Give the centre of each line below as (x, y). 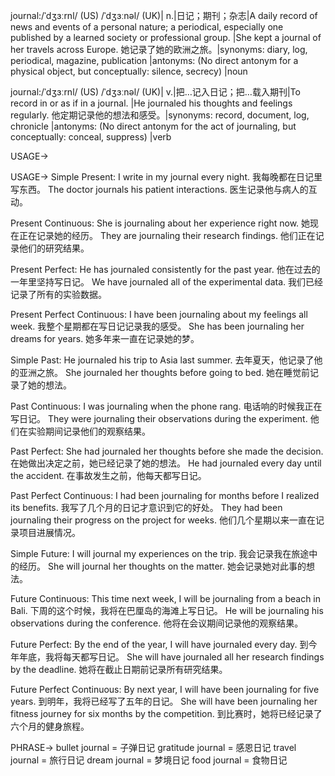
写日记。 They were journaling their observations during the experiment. (159, 418)
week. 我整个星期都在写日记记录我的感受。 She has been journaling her (157, 326)
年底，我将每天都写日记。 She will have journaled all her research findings (171, 657)
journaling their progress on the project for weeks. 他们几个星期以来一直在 (163, 520)
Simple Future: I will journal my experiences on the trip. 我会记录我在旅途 (160, 553)
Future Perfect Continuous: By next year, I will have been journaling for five (165, 689)
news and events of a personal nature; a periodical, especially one (147, 27)
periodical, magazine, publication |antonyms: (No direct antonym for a (154, 60)
